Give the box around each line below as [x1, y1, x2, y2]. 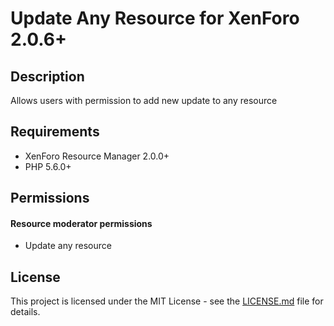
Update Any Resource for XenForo [10, 7, 300, 30]
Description [10, 68, 85, 85]
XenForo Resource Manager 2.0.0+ [24, 150, 170, 162]
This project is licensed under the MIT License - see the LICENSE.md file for [10, 295, 324, 307]
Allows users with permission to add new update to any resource [10, 95, 278, 106]
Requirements [10, 123, 100, 141]
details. [10, 306, 41, 318]
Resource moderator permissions [10, 217, 153, 229]
